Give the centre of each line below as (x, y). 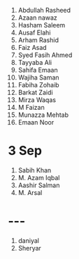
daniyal (28, 240)
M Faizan (31, 107)
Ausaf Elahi (34, 32)
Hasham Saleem (42, 25)
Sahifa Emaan (38, 70)
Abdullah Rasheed (44, 10)
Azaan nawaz (38, 18)
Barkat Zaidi (35, 92)
